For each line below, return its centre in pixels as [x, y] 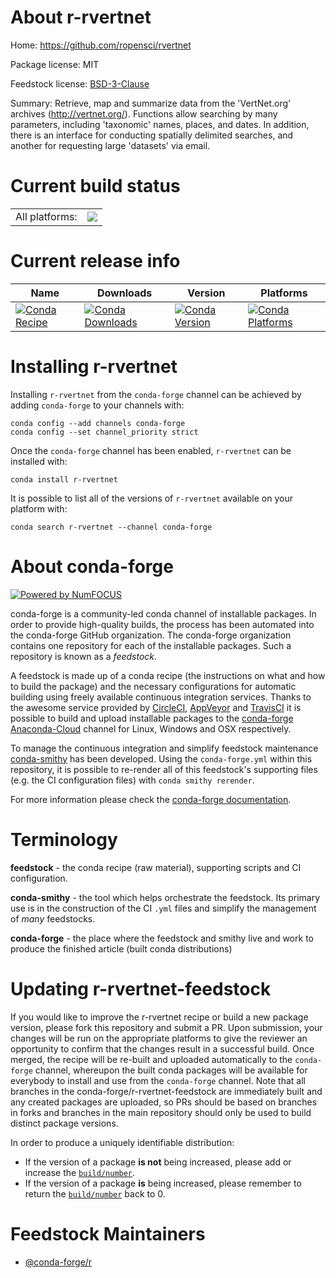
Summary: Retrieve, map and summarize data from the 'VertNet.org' [151, 103]
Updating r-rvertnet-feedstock [141, 988]
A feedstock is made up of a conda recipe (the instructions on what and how [168, 675]
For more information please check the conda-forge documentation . [151, 799]
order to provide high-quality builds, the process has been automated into [162, 624]
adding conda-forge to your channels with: [97, 405]
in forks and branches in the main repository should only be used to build [161, 1112]
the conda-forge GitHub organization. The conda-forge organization [151, 635]
